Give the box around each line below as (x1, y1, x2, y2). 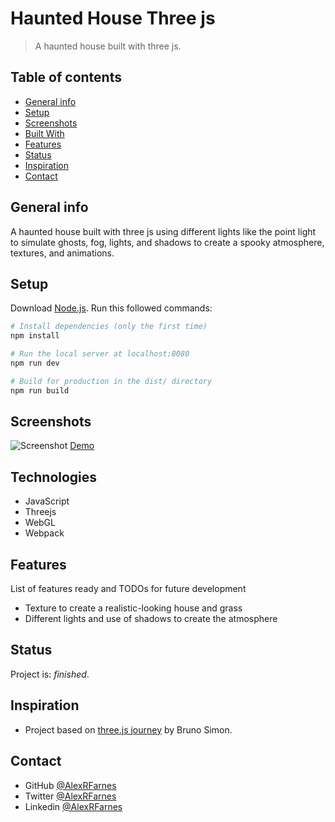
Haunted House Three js (10, 7, 216, 30)
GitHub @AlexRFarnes (24, 779, 117, 791)
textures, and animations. (10, 247, 115, 259)
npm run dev (10, 358, 60, 368)
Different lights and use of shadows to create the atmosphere (24, 613, 278, 625)
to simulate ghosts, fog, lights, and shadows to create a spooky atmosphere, (10, 236, 325, 248)
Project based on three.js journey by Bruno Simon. (24, 723, 233, 736)
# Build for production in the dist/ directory (10, 376, 213, 386)
